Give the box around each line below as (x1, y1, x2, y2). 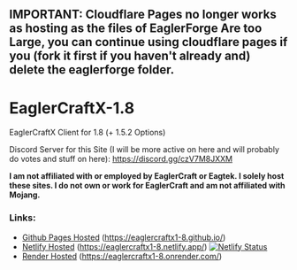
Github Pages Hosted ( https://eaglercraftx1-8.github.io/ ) (21, 232, 226, 243)
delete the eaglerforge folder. (9, 62, 175, 78)
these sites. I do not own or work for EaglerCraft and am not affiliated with (9, 181, 286, 191)
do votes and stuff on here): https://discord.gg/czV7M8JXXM (9, 154, 232, 165)
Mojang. (9, 189, 41, 200)
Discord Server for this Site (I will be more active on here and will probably (9, 144, 280, 155)
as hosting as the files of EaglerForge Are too (9, 21, 263, 36)
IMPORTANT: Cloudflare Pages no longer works (9, 7, 277, 22)
